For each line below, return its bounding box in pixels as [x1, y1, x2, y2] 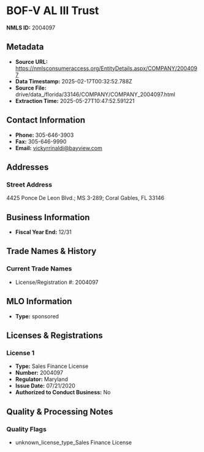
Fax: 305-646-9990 [15, 137, 67, 145]
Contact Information [6, 115, 86, 126]
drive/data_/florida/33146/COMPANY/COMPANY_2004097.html [15, 90, 176, 98]
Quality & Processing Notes [6, 406, 113, 417]
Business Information [6, 212, 90, 223]
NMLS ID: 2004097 [6, 24, 56, 31]
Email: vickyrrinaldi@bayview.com [15, 144, 103, 151]
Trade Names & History [6, 246, 97, 256]
